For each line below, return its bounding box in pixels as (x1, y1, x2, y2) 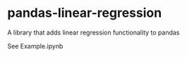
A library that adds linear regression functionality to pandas (7, 28, 180, 37)
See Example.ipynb (7, 42, 64, 50)
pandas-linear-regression (7, 5, 162, 21)
